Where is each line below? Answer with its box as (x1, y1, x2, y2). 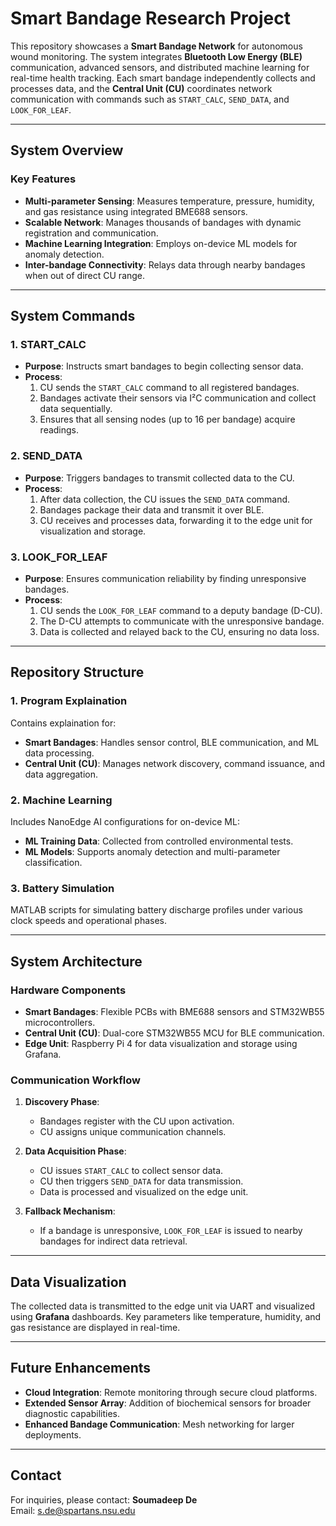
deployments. (24, 1428, 82, 1441)
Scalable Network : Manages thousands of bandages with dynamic (24, 216, 302, 228)
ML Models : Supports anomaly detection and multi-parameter (24, 845, 281, 857)
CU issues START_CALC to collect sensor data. (39, 1165, 224, 1177)
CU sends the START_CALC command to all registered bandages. (39, 382, 300, 394)
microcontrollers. (24, 1016, 96, 1028)
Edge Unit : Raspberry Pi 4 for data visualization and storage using (24, 1037, 298, 1049)
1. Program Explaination (10, 694, 128, 708)
